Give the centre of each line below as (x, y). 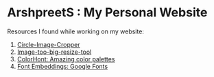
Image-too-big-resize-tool (54, 52)
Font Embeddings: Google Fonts (62, 66)
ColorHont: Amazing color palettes (66, 59)
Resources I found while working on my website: (75, 31)
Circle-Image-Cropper (48, 44)
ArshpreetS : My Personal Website (107, 13)
